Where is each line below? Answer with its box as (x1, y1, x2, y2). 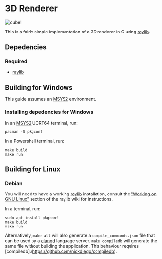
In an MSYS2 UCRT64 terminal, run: (5, 120, 78, 126)
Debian (5, 180, 23, 187)
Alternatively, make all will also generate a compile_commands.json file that (5, 232, 155, 239)
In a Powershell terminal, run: (5, 138, 65, 144)
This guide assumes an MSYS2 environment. (5, 97, 96, 102)
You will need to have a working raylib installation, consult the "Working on (5, 191, 157, 197)
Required (5, 58, 28, 65)
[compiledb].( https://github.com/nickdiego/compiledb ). (5, 248, 117, 254)
